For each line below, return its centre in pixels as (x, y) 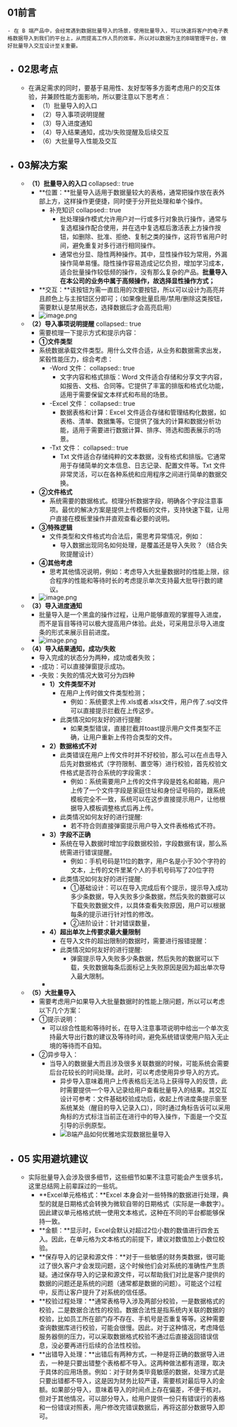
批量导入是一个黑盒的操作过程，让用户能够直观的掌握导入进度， (132, 615)
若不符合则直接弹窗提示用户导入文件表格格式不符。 (145, 826)
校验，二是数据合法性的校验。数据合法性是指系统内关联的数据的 (132, 1310)
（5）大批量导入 (52, 993)
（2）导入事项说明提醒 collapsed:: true (85, 324)
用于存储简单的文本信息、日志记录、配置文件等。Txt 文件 (143, 465)
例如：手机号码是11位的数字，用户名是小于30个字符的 (148, 861)
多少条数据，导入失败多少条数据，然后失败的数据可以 (148, 897)
